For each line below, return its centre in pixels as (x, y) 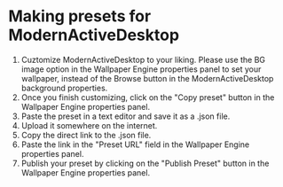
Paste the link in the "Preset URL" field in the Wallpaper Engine (135, 144)
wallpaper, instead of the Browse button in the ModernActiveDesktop (147, 78)
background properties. (64, 88)
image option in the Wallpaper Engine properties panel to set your (141, 69)
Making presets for (80, 16)
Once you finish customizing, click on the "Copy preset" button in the (148, 97)
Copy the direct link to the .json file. (86, 135)
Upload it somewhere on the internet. (89, 125)
